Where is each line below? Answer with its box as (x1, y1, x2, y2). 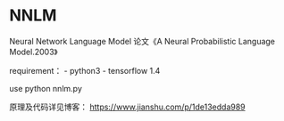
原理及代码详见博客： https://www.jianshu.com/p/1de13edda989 (9, 101, 246, 112)
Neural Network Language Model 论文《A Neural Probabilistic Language (9, 36, 275, 46)
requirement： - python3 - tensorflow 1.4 (9, 65, 161, 76)
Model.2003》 (9, 46, 58, 57)
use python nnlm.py (9, 83, 82, 93)
